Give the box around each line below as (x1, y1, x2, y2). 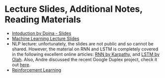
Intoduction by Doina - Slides (11, 30, 71, 36)
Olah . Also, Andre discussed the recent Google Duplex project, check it (11, 56, 157, 62)
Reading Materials (4, 14, 81, 25)
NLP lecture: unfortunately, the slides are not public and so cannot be (11, 40, 154, 46)
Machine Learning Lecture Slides (11, 36, 80, 41)
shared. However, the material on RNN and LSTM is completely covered (11, 46, 159, 52)
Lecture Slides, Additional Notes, (4, 3, 143, 15)
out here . (11, 62, 31, 68)
